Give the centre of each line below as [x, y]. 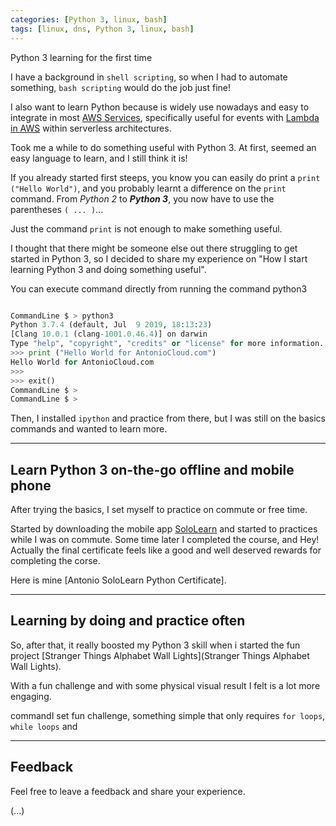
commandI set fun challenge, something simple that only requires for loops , [168, 715]
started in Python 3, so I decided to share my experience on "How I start [159, 258]
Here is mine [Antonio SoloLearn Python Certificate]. [118, 580]
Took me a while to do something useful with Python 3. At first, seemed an [163, 147]
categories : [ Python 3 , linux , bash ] [89, 19]
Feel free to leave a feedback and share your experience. [128, 791]
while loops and [44, 726]
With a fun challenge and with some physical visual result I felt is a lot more [165, 685]
